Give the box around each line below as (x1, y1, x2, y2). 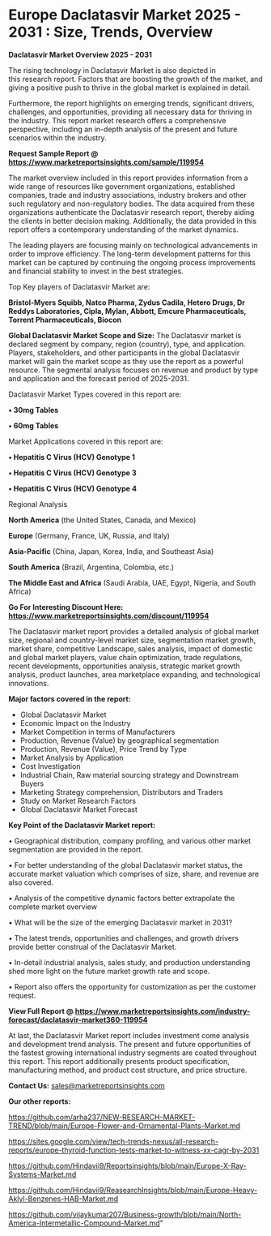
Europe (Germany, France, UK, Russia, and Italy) (8, 530, 170, 540)
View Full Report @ (8, 1006, 74, 1015)
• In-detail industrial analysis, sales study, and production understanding (8, 957, 251, 967)
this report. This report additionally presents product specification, (8, 1056, 231, 1066)
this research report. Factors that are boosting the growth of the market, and (8, 74, 263, 84)
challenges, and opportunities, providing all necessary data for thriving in (8, 107, 252, 117)
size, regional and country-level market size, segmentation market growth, (8, 635, 256, 645)
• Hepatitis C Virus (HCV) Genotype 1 (8, 452, 135, 461)
